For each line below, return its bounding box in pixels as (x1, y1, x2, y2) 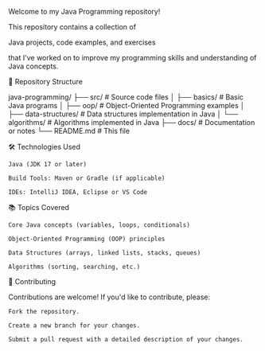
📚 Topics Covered (8, 203, 70, 212)
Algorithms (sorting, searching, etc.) (8, 263, 141, 271)
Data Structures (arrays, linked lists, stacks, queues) (8, 249, 201, 257)
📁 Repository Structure (8, 77, 84, 86)
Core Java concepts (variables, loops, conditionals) (8, 221, 191, 229)
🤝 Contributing (8, 277, 57, 286)
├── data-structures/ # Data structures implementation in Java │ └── (8, 109, 239, 119)
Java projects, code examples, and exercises (8, 37, 157, 47)
